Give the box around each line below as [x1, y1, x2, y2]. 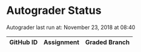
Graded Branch [85, 37, 130, 46]
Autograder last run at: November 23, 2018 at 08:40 [6, 24, 136, 31]
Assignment [43, 37, 80, 46]
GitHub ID [9, 37, 38, 46]
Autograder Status [6, 4, 102, 18]
